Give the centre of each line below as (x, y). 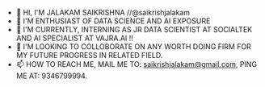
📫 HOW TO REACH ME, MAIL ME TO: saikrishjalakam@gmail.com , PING (136, 64)
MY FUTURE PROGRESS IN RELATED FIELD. (89, 55)
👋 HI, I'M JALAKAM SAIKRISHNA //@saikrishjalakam (103, 12)
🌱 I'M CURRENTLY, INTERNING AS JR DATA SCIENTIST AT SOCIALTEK (134, 29)
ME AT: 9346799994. (51, 76)
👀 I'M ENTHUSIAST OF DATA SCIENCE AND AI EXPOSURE (113, 21)
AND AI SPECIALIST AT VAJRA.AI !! (74, 38)
